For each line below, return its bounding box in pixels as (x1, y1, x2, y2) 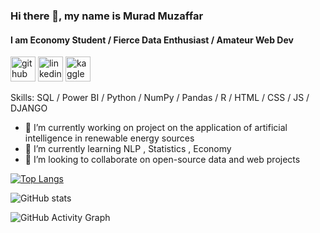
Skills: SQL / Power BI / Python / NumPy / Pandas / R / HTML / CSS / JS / (10, 92, 310, 104)
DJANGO (10, 102, 48, 114)
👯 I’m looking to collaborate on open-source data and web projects (24, 154, 301, 166)
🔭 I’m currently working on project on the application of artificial (24, 122, 288, 134)
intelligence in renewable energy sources (24, 132, 195, 144)
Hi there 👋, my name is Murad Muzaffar (10, 9, 204, 23)
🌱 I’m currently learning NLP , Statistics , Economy (24, 143, 232, 155)
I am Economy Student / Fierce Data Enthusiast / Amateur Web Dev (10, 34, 294, 46)
